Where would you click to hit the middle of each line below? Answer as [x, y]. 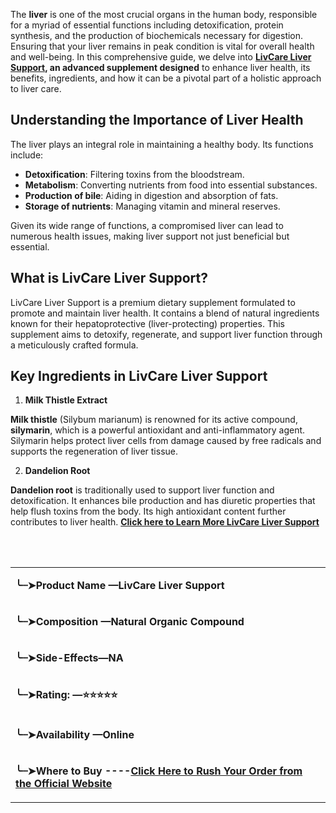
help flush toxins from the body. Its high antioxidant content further [148, 511]
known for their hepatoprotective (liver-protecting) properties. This [147, 323]
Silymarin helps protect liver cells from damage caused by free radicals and [166, 441]
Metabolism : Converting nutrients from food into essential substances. [171, 185]
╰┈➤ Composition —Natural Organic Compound [130, 622]
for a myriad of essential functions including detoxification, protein [147, 25]
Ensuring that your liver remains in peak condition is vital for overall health [162, 46]
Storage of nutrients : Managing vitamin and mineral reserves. [152, 206]
